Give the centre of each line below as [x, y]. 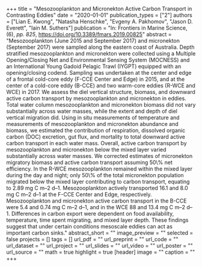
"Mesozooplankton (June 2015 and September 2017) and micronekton [93, 41]
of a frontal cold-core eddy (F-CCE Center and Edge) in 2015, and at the [96, 79]
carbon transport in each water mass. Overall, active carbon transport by [97, 143]
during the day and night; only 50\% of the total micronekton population [95, 175]
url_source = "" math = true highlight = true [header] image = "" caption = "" [101, 252]
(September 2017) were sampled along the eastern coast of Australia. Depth [100, 47]
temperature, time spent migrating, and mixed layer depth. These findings [97, 220]
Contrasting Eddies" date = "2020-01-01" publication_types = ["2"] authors [99, 15]
